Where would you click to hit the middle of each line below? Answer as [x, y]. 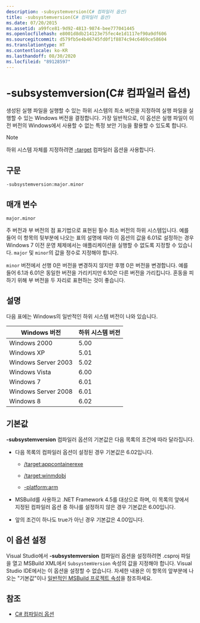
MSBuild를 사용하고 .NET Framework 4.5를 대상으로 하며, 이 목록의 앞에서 [102, 499]
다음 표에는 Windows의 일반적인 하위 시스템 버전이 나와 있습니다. [82, 316]
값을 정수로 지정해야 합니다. [87, 253]
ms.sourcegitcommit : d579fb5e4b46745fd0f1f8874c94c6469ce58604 [87, 39]
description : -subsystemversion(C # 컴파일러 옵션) [67, 12]
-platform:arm [41, 487]
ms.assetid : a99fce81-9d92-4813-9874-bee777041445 [70, 28]
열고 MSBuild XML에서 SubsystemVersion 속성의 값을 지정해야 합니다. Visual [102, 563]
